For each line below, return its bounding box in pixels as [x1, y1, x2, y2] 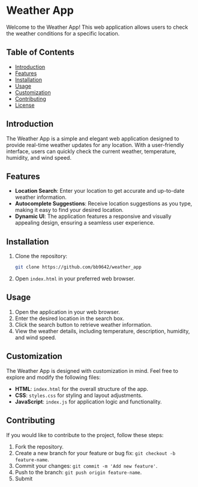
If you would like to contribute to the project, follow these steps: [6, 431, 164, 438]
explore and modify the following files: [6, 374, 101, 381]
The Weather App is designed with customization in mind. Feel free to [6, 367, 179, 374]
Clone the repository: [14, 253, 68, 260]
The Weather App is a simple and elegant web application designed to [6, 135, 179, 142]
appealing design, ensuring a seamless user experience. [14, 219, 155, 226]
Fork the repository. [14, 443, 64, 450]
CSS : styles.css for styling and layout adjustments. [14, 392, 143, 399]
